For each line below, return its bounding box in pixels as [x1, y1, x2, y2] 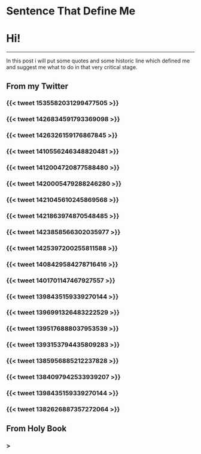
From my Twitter [6, 81, 69, 91]
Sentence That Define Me [6, 4, 136, 18]
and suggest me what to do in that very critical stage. [6, 64, 138, 71]
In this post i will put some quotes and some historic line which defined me [6, 57, 190, 64]
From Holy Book [6, 423, 67, 434]
